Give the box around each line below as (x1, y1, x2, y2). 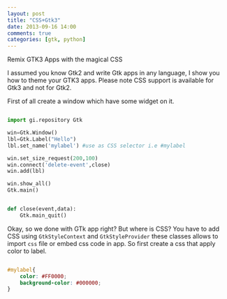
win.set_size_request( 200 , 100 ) (7, 155, 98, 162)
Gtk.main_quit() (20, 212, 68, 219)
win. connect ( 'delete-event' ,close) (7, 161, 111, 168)
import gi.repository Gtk (7, 116, 82, 124)
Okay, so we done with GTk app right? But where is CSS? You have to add (7, 224, 220, 233)
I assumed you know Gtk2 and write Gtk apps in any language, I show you (7, 69, 220, 77)
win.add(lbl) (7, 168, 45, 175)
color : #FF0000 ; (20, 273, 68, 279)
